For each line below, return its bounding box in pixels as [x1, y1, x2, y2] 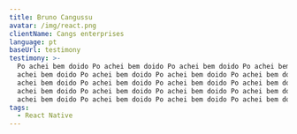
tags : [9, 103, 29, 112]
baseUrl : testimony [9, 46, 81, 55]
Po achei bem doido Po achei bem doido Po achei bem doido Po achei [17, 63, 275, 71]
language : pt [9, 37, 57, 47]
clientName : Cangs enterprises [9, 29, 125, 38]
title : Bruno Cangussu [9, 12, 93, 22]
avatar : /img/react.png [9, 21, 97, 30]
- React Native [17, 111, 73, 120]
